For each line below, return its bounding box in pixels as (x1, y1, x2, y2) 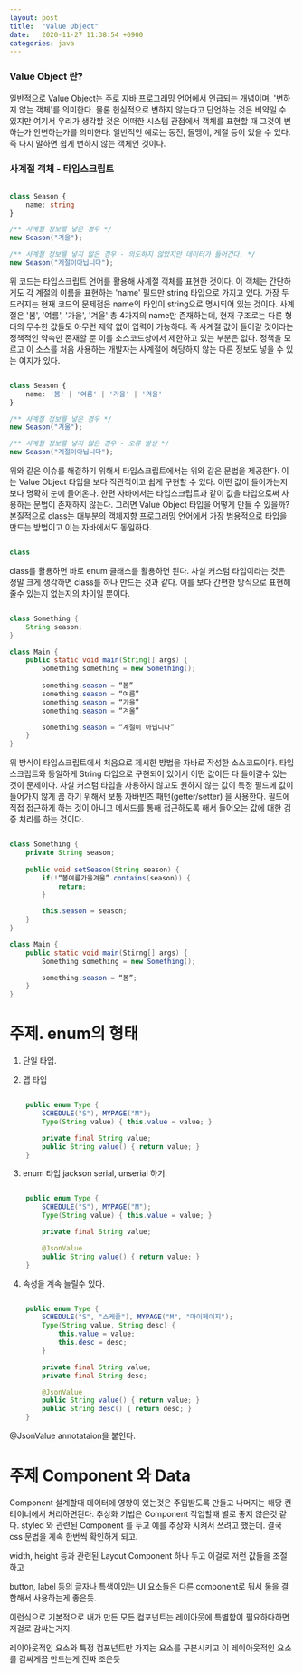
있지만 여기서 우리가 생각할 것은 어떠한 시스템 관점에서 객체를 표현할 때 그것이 (9, 115, 282, 126)
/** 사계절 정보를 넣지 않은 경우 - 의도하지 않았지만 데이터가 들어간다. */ (9, 250, 256, 259)
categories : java (9, 38, 75, 48)
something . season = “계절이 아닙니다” (42, 723, 175, 732)
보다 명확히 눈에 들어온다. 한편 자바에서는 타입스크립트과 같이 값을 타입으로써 (9, 488, 280, 499)
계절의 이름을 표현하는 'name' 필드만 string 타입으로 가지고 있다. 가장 (35, 287, 280, 297)
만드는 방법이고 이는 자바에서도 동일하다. (9, 522, 152, 533)
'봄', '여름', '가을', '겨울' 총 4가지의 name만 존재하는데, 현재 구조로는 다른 (25, 309, 283, 320)
